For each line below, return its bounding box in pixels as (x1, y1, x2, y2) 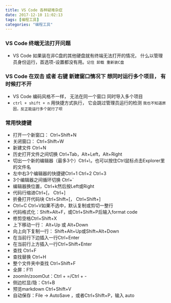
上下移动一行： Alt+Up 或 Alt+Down (12, 222, 89, 228)
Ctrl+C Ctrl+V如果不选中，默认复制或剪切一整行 (12, 202, 114, 209)
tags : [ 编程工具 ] (5, 17, 39, 22)
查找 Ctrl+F (12, 248, 37, 254)
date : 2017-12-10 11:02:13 (5, 12, 63, 17)
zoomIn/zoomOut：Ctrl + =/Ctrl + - (12, 273, 87, 279)
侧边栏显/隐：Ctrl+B (12, 279, 55, 286)
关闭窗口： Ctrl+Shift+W (12, 138, 64, 144)
